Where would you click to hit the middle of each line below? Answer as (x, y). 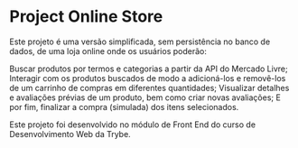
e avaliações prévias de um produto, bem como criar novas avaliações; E (145, 97)
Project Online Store (86, 17)
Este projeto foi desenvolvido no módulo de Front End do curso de (132, 125)
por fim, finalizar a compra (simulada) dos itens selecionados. (124, 106)
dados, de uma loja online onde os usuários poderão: (108, 51)
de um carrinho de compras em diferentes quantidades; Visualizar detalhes (149, 88)
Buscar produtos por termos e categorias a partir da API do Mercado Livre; (149, 69)
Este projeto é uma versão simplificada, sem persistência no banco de (140, 42)
